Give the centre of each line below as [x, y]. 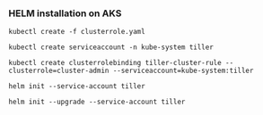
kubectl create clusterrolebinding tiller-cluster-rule [115, 63]
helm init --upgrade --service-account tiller [97, 102]
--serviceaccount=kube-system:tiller [183, 71]
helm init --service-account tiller [77, 86]
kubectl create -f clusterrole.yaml [77, 32]
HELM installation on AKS [65, 13]
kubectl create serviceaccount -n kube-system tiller [111, 47]
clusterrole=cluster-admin [59, 71]
